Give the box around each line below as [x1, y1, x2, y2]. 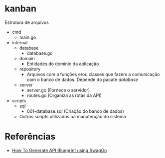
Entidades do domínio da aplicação [26, 61, 99, 67]
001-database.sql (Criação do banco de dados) [26, 108, 124, 114]
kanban [4, 3, 37, 14]
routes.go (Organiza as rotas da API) [26, 92, 102, 98]
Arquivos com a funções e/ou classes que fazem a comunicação [26, 71, 160, 77]
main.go [19, 34, 36, 40]
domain [19, 55, 35, 61]
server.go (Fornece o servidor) [26, 87, 90, 93]
